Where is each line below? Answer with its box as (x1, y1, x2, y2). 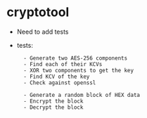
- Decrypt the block (23, 103, 84, 111)
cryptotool (6, 4, 70, 20)
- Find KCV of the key (23, 73, 90, 80)
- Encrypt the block (23, 98, 84, 105)
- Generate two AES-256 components (23, 54, 128, 62)
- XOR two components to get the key (23, 67, 134, 74)
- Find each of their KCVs (23, 60, 103, 67)
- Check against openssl (23, 79, 96, 86)
